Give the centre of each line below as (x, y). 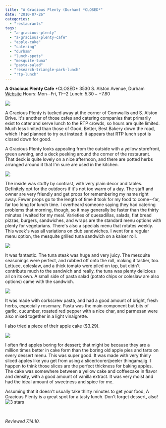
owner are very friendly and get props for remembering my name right (77, 194)
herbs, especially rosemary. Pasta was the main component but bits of (77, 305)
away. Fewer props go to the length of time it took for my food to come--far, (83, 199)
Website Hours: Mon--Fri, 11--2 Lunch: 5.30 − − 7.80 (58, 94)
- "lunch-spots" (26, 56)
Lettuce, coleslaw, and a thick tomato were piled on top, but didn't (73, 266)
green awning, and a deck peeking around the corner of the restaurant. (78, 154)
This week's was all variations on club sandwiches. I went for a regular (77, 231)
